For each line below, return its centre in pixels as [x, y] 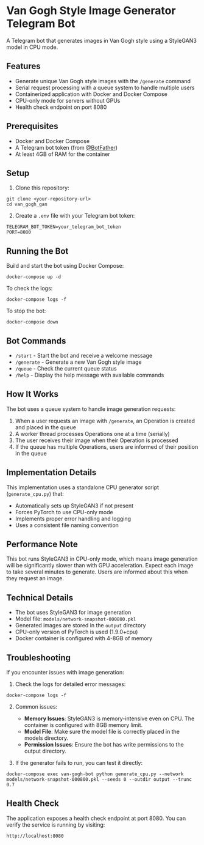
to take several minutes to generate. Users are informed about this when [97, 572]
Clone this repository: [42, 188]
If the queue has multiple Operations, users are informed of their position [107, 446]
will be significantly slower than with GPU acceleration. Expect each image [100, 566]
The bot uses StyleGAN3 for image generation [73, 613]
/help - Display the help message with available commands [90, 375]
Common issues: [36, 707]
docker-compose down [33, 322]
